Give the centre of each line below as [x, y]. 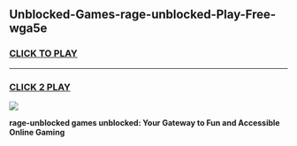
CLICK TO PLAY [43, 54]
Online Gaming [37, 132]
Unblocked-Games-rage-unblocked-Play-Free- [143, 15]
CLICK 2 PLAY [40, 87]
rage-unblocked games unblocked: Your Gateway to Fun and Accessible [145, 122]
